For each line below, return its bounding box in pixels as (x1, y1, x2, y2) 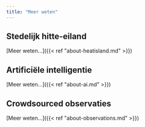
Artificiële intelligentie (6, 65, 92, 75)
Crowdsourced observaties (6, 98, 112, 109)
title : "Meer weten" (6, 8, 59, 15)
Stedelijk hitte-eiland (6, 31, 87, 42)
